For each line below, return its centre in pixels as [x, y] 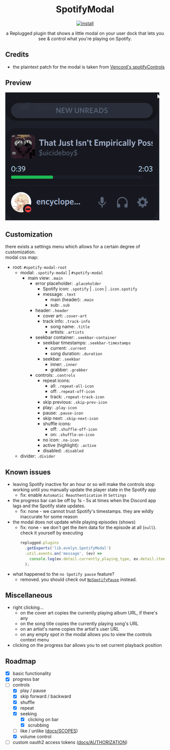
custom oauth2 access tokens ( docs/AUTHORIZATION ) [70, 742]
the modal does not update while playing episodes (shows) [74, 522]
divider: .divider [38, 456]
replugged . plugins [39, 543]
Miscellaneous [29, 595]
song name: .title [70, 327]
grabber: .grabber [69, 370]
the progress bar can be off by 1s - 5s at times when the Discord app [84, 501]
